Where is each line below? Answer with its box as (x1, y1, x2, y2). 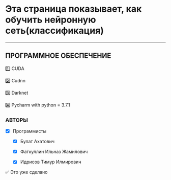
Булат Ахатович (20, 139, 55, 145)
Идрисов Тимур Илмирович (20, 159, 81, 165)
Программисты (12, 128, 47, 134)
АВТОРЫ (5, 116, 28, 123)
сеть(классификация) (5, 25, 104, 36)
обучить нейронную (5, 14, 96, 26)
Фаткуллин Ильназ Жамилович (20, 149, 88, 155)
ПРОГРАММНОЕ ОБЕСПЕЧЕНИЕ (5, 52, 111, 60)
